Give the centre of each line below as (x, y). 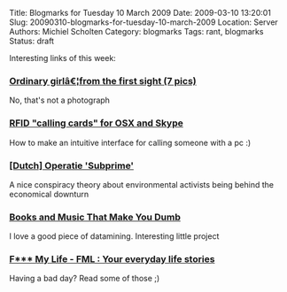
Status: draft (32, 41)
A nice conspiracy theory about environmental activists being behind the (142, 184)
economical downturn (49, 194)
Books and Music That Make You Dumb (95, 217)
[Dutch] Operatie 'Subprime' (72, 165)
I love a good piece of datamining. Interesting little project (114, 236)
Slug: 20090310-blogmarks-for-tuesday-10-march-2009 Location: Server (144, 22)
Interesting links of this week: (63, 58)
